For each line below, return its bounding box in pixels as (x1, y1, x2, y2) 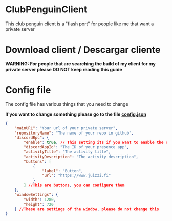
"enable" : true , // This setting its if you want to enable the (24, 140, 164, 145)
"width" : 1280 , (24, 197, 56, 202)
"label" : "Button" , (41, 168, 83, 173)
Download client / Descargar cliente (5, 44, 161, 56)
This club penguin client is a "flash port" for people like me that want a (5, 20, 154, 27)
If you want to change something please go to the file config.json (5, 111, 147, 117)
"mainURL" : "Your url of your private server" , (14, 125, 118, 131)
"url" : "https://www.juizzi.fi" (41, 173, 111, 179)
